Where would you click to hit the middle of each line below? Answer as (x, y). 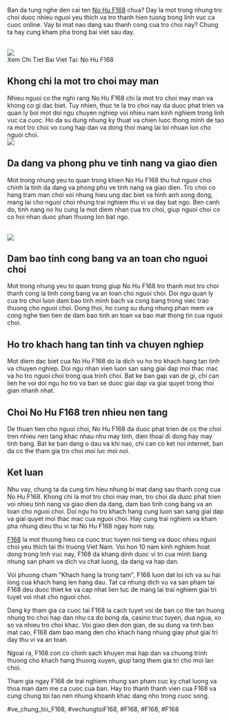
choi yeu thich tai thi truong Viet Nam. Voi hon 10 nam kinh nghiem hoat (109, 547)
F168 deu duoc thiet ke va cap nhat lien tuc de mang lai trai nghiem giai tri (112, 589)
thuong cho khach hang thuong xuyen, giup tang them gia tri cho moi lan (110, 660)
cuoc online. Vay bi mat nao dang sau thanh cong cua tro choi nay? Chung (113, 25)
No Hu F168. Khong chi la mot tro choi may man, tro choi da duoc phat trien (114, 496)
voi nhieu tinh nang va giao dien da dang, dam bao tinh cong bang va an (110, 504)
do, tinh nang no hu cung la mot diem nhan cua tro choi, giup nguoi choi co (114, 209)
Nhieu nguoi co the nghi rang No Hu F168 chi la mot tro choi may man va (110, 98)
